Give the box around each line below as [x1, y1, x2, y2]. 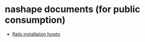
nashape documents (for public [5, 4, 140, 15]
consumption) [5, 14, 66, 26]
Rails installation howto [12, 31, 61, 37]
